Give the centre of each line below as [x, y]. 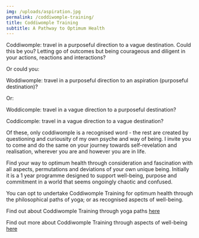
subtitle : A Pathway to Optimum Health [56, 28]
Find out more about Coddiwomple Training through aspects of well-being [97, 223]
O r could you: [23, 69]
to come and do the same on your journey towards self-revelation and [91, 145]
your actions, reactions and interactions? [56, 57]
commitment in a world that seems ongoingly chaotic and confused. [89, 182]
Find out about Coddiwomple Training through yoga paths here [83, 211]
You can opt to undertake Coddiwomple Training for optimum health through [99, 194]
